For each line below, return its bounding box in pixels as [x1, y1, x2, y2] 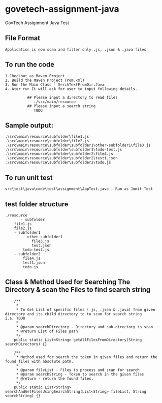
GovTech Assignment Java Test [5, 20, 69, 26]
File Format [5, 34, 40, 42]
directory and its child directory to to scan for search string [5, 311, 142, 316]
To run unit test [5, 173, 53, 182]
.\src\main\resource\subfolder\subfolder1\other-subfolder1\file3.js [5, 143, 151, 148]
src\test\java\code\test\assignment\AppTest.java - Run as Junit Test [5, 186, 153, 191]
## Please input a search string [27, 103, 96, 109]
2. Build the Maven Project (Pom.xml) [5, 78, 85, 83]
